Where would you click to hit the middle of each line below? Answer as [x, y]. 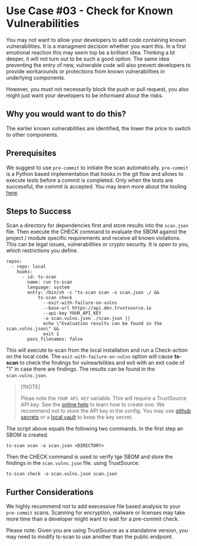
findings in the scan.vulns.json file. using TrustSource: [73, 463]
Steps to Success [39, 211]
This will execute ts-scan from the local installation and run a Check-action [97, 350]
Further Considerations [50, 492]
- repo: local [29, 267]
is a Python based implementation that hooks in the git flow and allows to [95, 174]
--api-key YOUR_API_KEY [72, 313]
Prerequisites [31, 153]
